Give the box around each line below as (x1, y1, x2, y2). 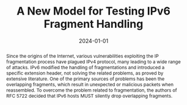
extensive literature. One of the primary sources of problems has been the (5, 75, 165, 82)
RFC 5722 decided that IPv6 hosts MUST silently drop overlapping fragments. (5, 92, 173, 99)
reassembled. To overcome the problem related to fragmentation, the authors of (5, 87, 177, 93)
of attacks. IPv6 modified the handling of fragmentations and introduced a (5, 64, 165, 70)
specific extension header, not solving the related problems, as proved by (5, 70, 164, 76)
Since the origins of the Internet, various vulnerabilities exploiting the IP (5, 53, 159, 59)
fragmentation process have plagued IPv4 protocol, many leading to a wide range (5, 58, 182, 65)
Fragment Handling (43, 17, 144, 31)
